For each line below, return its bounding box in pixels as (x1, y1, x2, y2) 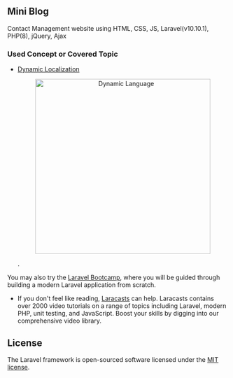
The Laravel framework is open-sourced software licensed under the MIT (7, 355, 219, 363)
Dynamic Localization (17, 65, 80, 73)
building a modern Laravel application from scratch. (7, 281, 156, 289)
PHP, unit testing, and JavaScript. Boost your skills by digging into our (17, 309, 219, 318)
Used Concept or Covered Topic (7, 49, 118, 59)
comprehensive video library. (17, 316, 101, 325)
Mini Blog (7, 6, 49, 17)
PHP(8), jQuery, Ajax (7, 31, 66, 40)
